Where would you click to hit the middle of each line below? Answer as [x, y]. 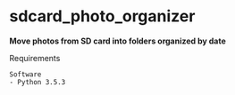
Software [25, 74]
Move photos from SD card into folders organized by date [117, 41]
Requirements [35, 58]
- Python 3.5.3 [38, 82]
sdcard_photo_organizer [102, 16]
